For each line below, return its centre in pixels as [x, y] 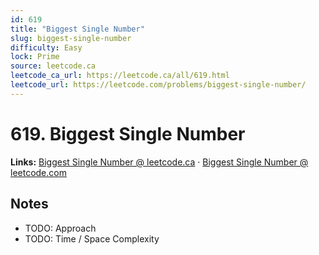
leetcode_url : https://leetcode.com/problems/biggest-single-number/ [158, 85]
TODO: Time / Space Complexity [92, 238]
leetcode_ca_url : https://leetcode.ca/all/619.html [120, 76]
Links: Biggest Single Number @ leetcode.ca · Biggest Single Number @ [159, 162]
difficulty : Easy [46, 47]
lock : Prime [35, 57]
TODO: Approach [60, 228]
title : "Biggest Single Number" [77, 29]
